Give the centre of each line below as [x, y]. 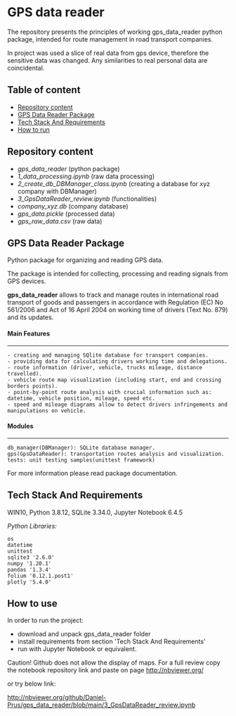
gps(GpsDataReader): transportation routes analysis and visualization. [116, 454]
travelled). [25, 374]
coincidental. [26, 68]
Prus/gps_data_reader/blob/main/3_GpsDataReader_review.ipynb [101, 705]
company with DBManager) [57, 191]
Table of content [44, 90]
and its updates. [31, 317]
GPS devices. [27, 281]
